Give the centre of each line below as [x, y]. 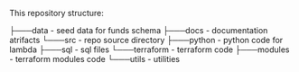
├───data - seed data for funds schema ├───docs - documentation [139, 30]
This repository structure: [56, 13]
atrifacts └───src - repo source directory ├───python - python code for [146, 40]
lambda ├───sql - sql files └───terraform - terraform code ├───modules [149, 49]
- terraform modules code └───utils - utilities [95, 59]
